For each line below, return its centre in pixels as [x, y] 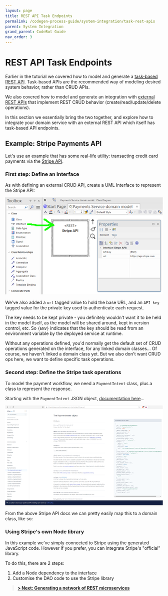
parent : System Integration [34, 27]
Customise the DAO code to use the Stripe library [63, 578]
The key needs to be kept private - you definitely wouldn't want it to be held [83, 318]
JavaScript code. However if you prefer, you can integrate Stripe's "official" [83, 548]
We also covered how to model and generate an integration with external [80, 97]
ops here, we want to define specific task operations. [60, 360]
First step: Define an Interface [42, 174]
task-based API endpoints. [32, 128]
